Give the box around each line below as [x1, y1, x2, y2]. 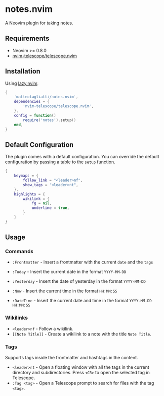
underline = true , [31, 205, 70, 210]
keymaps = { [14, 173, 39, 178]
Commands [5, 248, 34, 255]
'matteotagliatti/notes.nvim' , [14, 94, 79, 100]
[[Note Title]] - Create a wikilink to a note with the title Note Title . [12, 331, 152, 337]
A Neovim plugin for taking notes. [5, 20, 73, 26]
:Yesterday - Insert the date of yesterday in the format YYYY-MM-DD [12, 278, 146, 284]
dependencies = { [14, 99, 50, 104]
